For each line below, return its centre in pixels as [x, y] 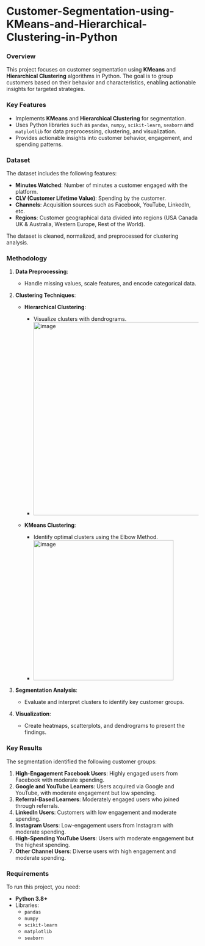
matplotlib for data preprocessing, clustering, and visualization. [96, 131]
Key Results [24, 748]
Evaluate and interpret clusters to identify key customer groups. [104, 702]
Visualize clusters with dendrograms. [80, 319]
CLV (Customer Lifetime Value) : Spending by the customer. [91, 198]
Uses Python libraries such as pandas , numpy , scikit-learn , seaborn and [104, 125]
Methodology [27, 258]
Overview [21, 56]
